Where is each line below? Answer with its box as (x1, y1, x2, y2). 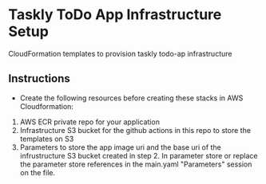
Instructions (8, 72, 70, 85)
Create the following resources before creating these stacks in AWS (19, 93, 244, 103)
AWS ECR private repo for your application (19, 117, 160, 127)
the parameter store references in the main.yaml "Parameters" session (19, 159, 252, 169)
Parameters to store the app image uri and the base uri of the (19, 142, 221, 152)
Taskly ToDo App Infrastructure (8, 6, 222, 24)
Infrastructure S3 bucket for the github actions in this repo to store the (19, 125, 252, 135)
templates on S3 (19, 134, 74, 143)
